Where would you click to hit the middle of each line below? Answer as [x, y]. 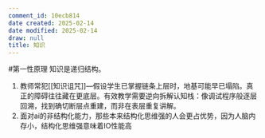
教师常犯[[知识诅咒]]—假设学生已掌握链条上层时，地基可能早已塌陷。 [133, 86]
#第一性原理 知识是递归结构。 [57, 69]
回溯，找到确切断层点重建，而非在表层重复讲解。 [100, 106]
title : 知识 [27, 45]
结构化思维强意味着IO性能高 [87, 126]
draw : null [26, 38]
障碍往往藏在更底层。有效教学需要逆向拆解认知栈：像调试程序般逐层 [145, 96]
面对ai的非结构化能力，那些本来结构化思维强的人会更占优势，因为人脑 [134, 116]
